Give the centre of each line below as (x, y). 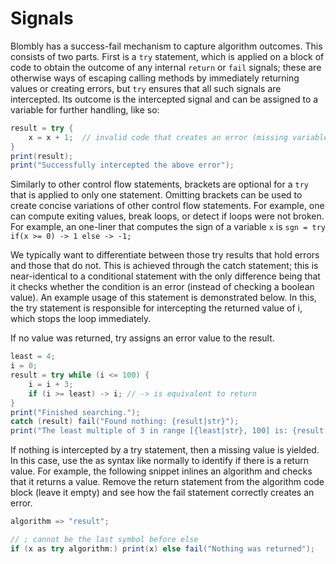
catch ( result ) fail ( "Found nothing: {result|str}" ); (125, 422)
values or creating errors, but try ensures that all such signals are (146, 88)
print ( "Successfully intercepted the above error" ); (122, 165)
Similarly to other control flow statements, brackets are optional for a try (160, 184)
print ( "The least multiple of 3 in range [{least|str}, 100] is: (149, 431)
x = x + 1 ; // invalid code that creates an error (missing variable (178, 137)
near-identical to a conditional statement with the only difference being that (165, 276)
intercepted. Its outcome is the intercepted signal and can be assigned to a (164, 99)
